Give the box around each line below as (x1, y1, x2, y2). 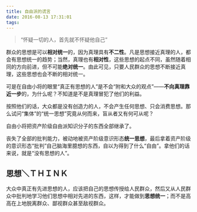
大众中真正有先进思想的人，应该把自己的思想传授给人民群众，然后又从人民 (6, 185, 186, 192)
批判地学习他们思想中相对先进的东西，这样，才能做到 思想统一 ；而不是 (16, 193, 186, 200)
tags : (6, 19, 19, 25)
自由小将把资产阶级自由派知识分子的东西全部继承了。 (6, 122, 135, 129)
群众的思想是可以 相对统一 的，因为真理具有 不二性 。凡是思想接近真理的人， (6, 49, 186, 56)
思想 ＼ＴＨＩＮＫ (6, 168, 68, 179)
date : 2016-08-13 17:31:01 (6, 14, 72, 20)
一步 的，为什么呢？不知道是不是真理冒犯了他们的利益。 (11, 90, 145, 97)
